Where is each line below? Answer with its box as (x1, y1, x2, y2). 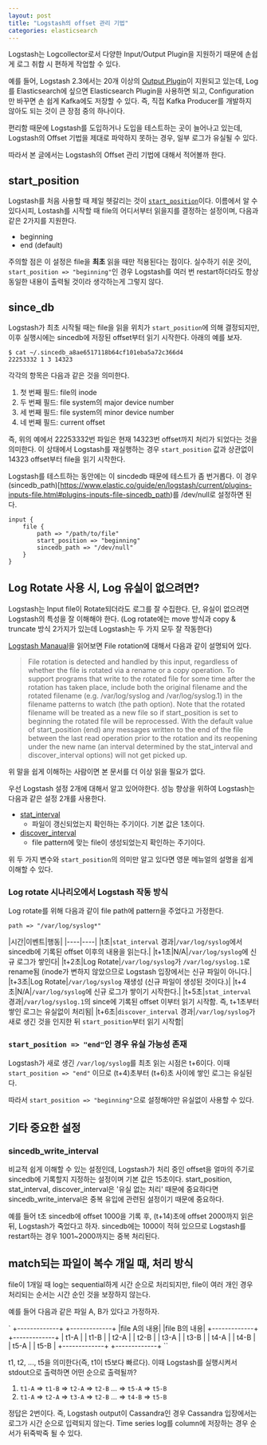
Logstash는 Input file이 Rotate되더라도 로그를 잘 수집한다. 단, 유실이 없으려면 (8, 604, 249, 613)
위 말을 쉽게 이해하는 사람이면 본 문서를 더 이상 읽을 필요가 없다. (8, 766, 206, 776)
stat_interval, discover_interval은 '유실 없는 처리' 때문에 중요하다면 (8, 1185, 219, 1194)
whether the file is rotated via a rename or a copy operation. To (27, 665, 235, 675)
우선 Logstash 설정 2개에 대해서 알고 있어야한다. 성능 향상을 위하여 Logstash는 (8, 783, 255, 793)
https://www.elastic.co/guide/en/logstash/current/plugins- (59, 481, 253, 489)
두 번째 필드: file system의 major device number (19, 398, 175, 407)
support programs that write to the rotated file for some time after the (27, 674, 256, 683)
